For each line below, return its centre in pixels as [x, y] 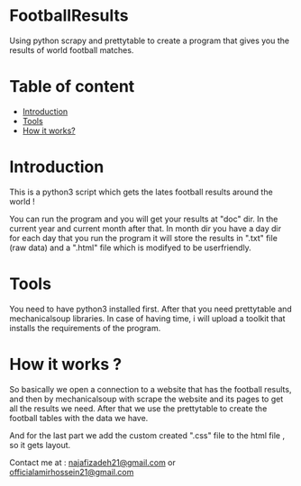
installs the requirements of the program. [85, 328]
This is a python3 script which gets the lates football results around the [141, 192]
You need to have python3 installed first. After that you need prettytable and [151, 309]
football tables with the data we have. [79, 418]
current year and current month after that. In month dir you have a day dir [146, 228]
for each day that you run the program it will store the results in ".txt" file [143, 238]
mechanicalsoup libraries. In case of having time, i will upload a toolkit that [147, 318]
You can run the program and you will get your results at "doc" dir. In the [144, 219]
